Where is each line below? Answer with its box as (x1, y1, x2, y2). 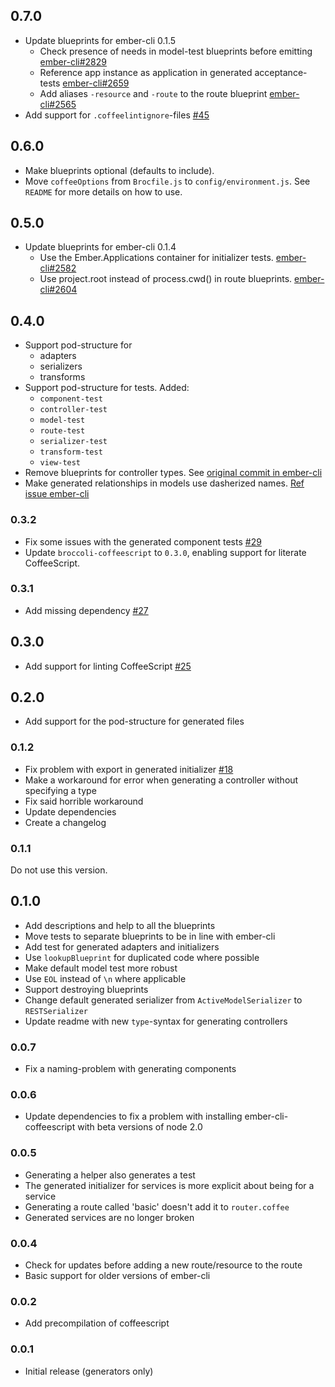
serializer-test (39, 437, 108, 447)
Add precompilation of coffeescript (24, 1317, 170, 1329)
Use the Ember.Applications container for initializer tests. (39, 252, 274, 264)
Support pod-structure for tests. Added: (24, 382, 190, 394)
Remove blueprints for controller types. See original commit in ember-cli (24, 467, 323, 479)
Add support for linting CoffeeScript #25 (24, 660, 192, 672)
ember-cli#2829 (39, 55, 107, 68)
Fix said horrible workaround (24, 795, 144, 807)
